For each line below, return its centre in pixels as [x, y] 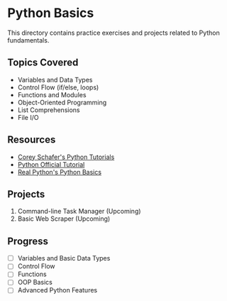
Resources [32, 140]
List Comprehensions [49, 110]
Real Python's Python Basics [59, 172]
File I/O [28, 117]
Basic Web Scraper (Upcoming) [64, 219]
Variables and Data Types [55, 80]
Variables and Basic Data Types [64, 258]
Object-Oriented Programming [62, 102]
